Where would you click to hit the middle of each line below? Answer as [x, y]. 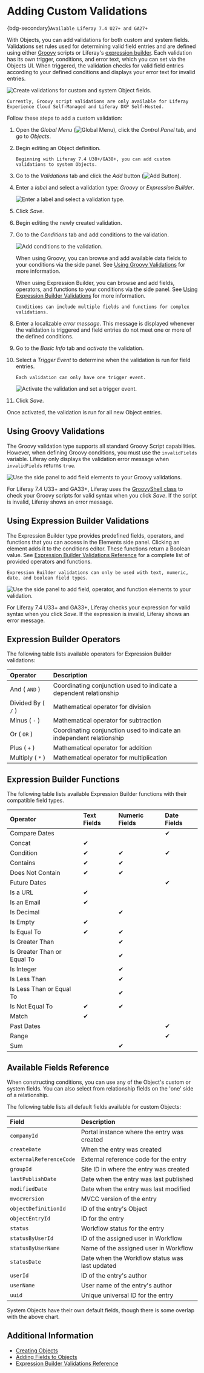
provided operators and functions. [50, 561]
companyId [24, 1136]
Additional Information [50, 1336]
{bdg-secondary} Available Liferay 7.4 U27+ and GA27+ [77, 28]
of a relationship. [28, 1095]
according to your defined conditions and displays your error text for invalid [101, 72]
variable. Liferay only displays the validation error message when [88, 459]
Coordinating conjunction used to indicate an [117, 730]
